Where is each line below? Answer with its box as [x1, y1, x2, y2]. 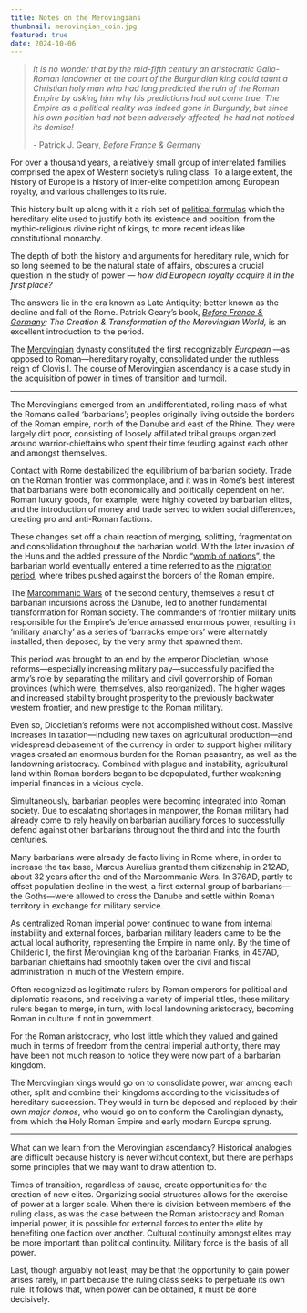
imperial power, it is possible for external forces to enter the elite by [10, 1218, 263, 1229]
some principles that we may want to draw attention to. [10, 1162, 217, 1173]
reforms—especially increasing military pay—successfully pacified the [10, 663, 275, 674]
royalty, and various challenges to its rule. [10, 186, 168, 197]
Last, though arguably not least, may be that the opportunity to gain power [10, 1265, 290, 1276]
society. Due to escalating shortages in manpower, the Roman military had [10, 805, 290, 816]
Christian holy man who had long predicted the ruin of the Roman [32, 83, 280, 94]
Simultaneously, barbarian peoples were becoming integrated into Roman [10, 795, 286, 806]
